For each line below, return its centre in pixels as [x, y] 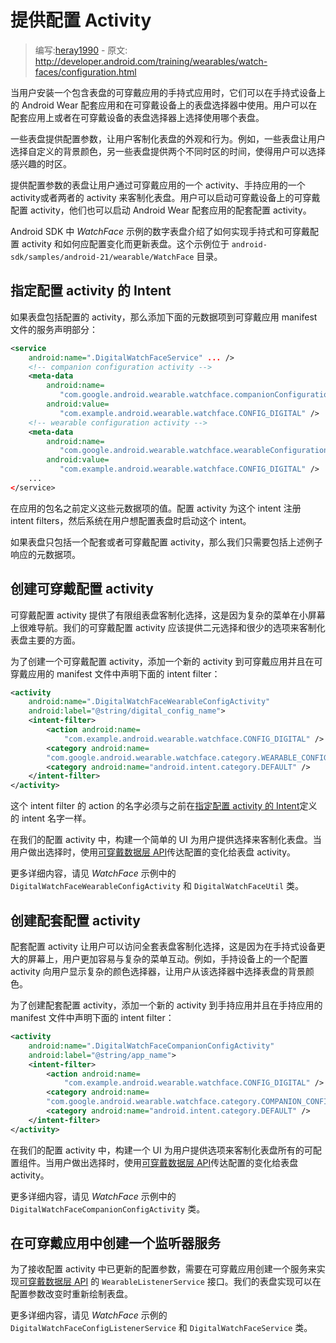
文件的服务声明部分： [54, 329]
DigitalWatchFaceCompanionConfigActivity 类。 [108, 1208]
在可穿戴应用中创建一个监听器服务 [115, 1243]
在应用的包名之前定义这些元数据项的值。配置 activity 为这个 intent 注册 [156, 508]
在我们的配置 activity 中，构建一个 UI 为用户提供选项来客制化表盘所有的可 [161, 1150]
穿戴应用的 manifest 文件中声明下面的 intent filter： [115, 673]
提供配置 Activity [81, 20]
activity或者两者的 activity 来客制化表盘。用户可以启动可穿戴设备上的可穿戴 [165, 197]
